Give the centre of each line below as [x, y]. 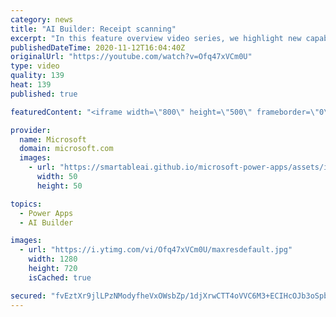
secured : [28, 296]
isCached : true [60, 277]
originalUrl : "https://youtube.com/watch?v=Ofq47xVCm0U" [131, 57]
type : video [35, 66]
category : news [42, 19]
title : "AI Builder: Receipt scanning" [93, 29]
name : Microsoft [53, 139]
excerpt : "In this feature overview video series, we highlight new [156, 38]
